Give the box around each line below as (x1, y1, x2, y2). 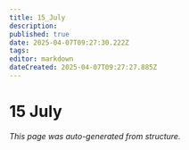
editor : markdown (9, 54, 74, 63)
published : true (9, 29, 70, 38)
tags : (9, 46, 29, 55)
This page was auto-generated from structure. (9, 130, 181, 141)
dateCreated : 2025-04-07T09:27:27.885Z (9, 63, 158, 72)
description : (9, 21, 58, 30)
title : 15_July (9, 12, 66, 22)
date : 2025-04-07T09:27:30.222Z (9, 37, 129, 47)
